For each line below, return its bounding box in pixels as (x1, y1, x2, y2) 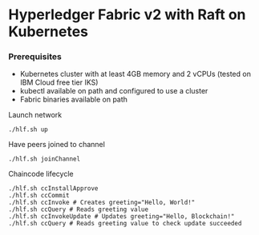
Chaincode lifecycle (8, 169, 74, 179)
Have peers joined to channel (8, 140, 106, 149)
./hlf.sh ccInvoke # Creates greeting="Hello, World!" (8, 198, 196, 207)
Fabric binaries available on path (19, 94, 128, 105)
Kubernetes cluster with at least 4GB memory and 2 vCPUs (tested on (19, 70, 251, 79)
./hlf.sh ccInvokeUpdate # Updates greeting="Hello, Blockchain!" (8, 213, 235, 221)
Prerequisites (8, 51, 62, 62)
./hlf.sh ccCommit (8, 192, 70, 200)
